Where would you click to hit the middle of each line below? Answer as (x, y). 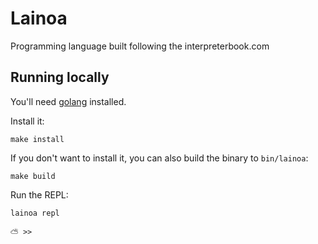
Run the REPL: (39, 194)
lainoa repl (35, 213)
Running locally (60, 77)
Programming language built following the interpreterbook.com (140, 46)
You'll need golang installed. (68, 101)
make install (37, 139)
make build (33, 176)
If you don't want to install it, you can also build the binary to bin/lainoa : (159, 158)
